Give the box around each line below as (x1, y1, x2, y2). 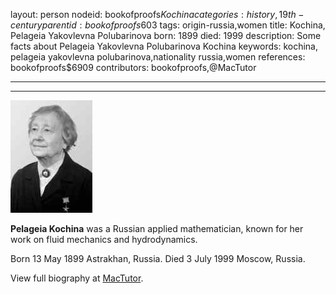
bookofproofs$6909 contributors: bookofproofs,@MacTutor (10, 62, 257, 73)
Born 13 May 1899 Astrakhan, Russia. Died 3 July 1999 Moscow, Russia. (10, 253, 306, 264)
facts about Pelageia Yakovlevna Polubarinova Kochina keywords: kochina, (10, 40, 319, 52)
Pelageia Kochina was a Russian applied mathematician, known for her (10, 223, 304, 234)
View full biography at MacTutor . (10, 272, 144, 284)
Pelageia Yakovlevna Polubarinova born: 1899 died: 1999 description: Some (10, 30, 322, 41)
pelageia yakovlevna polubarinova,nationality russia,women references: (10, 51, 306, 63)
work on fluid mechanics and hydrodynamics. (10, 234, 198, 245)
